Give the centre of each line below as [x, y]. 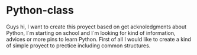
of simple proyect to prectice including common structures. [78, 46]
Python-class [40, 10]
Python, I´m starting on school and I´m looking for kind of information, [91, 33]
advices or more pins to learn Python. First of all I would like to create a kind [98, 39]
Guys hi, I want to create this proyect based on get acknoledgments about [96, 27]
